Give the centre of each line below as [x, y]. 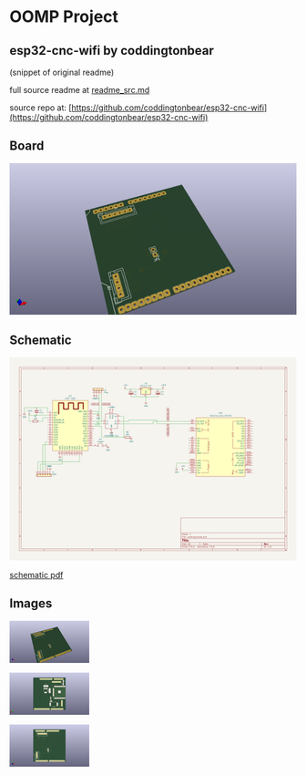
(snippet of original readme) [62, 72]
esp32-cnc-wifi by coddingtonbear [112, 51]
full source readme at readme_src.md [80, 90]
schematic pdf [36, 575]
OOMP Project [64, 17]
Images [31, 604]
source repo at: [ [41, 108]
